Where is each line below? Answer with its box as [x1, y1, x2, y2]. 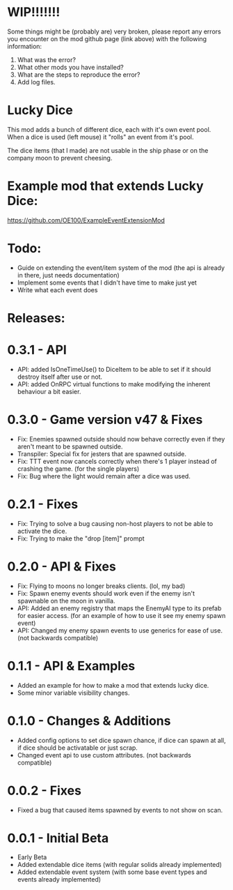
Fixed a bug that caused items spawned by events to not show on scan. [17, 806, 223, 814]
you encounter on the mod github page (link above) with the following [7, 34, 207, 43]
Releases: [7, 310, 65, 326]
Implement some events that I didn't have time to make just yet [17, 278, 197, 287]
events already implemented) [17, 875, 102, 884]
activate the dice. [17, 527, 67, 535]
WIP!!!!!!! [7, 4, 61, 20]
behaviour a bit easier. [17, 387, 81, 395]
